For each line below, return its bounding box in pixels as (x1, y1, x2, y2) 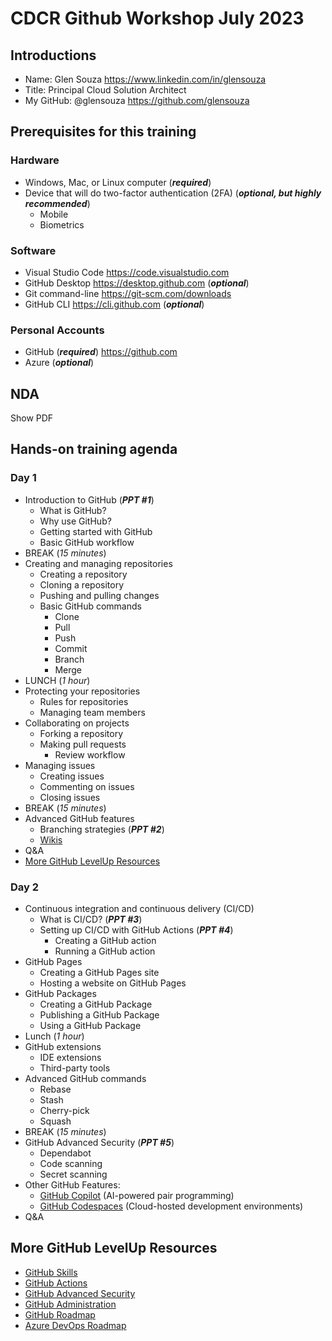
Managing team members (39, 706, 146, 718)
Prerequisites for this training (10, 123, 197, 141)
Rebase (39, 1083, 72, 1096)
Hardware (10, 153, 60, 167)
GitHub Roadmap (24, 1308, 96, 1321)
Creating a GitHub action (54, 935, 157, 947)
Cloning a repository (39, 578, 125, 591)
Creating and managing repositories (24, 557, 173, 569)
